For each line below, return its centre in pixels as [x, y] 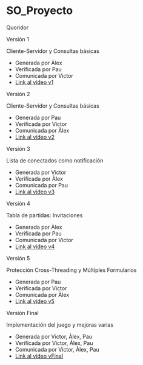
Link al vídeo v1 [34, 82]
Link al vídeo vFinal [39, 356]
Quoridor [18, 27]
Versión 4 [18, 203]
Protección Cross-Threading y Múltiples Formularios [71, 270]
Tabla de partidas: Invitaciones [45, 215]
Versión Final [22, 313]
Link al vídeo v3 [35, 192]
